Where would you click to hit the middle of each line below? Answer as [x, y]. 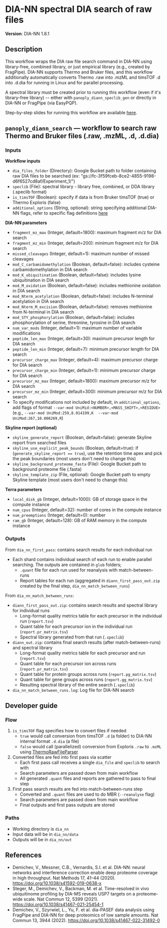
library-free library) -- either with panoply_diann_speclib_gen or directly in [81, 97]
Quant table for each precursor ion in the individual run [76, 626]
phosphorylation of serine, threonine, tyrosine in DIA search [74, 322]
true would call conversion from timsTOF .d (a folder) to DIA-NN [86, 736]
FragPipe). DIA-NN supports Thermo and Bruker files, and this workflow [79, 72]
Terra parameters [24, 490]
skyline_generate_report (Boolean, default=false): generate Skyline [82, 437]
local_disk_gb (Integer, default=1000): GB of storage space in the [80, 499]
